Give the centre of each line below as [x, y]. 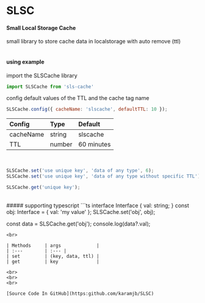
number [61, 144]
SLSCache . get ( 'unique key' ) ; [43, 187]
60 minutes [95, 144]
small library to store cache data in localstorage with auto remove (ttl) [94, 41]
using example [25, 62]
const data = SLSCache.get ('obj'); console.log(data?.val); [78, 224]
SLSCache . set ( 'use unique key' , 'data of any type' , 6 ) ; [80, 171]
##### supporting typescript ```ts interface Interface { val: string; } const [98, 205]
